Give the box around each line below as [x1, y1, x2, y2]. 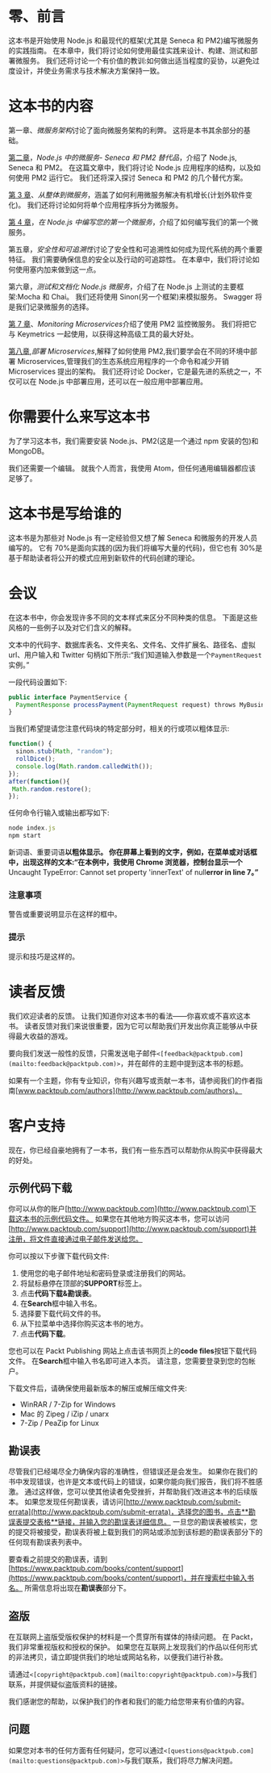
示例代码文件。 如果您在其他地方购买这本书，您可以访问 [43, 1214, 230, 1223]
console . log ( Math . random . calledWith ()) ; [15, 762, 153, 771]
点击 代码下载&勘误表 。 [19, 1289, 97, 1298]
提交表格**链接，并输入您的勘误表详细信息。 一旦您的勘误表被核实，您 [22, 1517, 258, 1527]
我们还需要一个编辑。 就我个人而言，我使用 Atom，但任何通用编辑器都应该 [8, 463, 256, 473]
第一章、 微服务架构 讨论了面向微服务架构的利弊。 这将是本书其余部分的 [8, 125, 244, 135]
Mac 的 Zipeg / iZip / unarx [19, 1409, 110, 1419]
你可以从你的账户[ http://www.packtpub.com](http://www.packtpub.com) [8, 1204, 250, 1214]
